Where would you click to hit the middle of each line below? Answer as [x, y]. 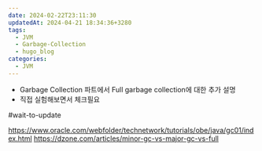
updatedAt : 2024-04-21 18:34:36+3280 [70, 23]
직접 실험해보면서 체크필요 [60, 99]
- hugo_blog [35, 52]
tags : [17, 30]
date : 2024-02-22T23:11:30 [52, 15]
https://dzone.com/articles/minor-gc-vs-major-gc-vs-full [126, 138]
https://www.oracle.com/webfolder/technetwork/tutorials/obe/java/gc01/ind [131, 130]
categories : [28, 59]
